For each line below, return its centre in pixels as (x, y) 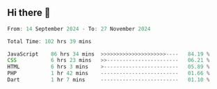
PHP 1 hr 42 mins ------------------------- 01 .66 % (108, 74)
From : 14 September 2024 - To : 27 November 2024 (79, 29)
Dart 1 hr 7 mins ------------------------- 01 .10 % (108, 80)
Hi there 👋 (29, 13)
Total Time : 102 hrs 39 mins (49, 41)
